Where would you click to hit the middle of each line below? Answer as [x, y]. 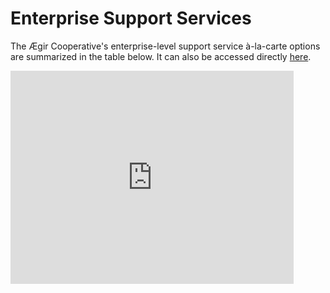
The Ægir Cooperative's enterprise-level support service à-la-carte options [165, 46]
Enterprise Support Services [131, 18]
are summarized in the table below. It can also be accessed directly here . [161, 56]
